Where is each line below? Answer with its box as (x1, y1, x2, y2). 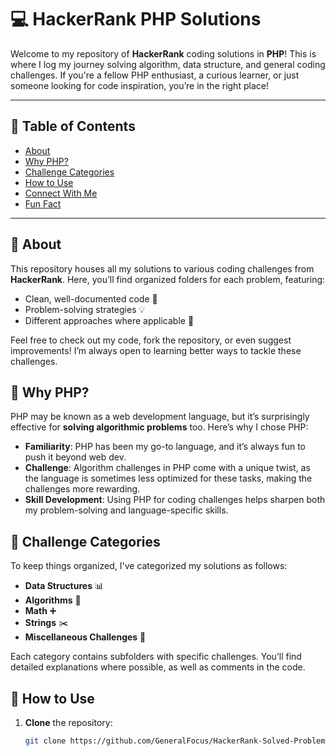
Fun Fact (24, 197, 62, 210)
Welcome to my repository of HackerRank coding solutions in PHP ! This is (10, 47, 317, 60)
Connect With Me (24, 187, 98, 199)
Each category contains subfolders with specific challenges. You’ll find (10, 651, 302, 663)
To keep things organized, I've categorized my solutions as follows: (10, 560, 288, 572)
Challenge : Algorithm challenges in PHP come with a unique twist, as (24, 462, 311, 474)
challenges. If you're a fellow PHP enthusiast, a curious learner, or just (10, 69, 300, 81)
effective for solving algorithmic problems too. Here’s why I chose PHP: (10, 421, 309, 433)
